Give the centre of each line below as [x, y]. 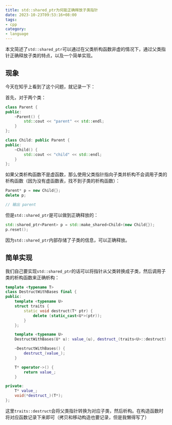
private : [15, 386]
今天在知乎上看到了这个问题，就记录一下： [50, 86]
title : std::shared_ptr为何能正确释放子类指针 [52, 10]
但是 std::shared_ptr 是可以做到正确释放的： [52, 215]
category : [16, 29]
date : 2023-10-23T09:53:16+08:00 [41, 15]
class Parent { [22, 107]
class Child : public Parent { [38, 140]
